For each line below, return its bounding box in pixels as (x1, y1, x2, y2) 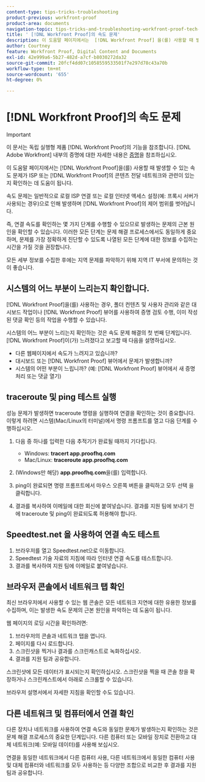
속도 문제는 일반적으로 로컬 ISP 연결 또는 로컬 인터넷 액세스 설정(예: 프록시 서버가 (6, 193, 199, 200)
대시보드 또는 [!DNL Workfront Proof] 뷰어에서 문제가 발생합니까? (15, 357, 173, 364)
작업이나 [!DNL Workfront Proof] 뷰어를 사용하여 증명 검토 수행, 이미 (22, 308, 187, 316)
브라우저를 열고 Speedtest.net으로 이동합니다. (15, 547, 126, 554)
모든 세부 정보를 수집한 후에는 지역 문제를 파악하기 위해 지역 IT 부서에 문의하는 (6, 257, 192, 264)
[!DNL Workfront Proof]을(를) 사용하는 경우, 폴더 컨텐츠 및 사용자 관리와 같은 (6, 300, 190, 308)
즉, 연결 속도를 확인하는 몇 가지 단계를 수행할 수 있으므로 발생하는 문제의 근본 (6, 221, 189, 228)
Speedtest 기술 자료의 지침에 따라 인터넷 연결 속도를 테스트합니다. (15, 554, 173, 561)
